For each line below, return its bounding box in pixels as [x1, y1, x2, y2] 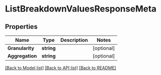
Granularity [7, 45, 34, 51]
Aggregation [7, 53, 37, 59]
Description [60, 37, 88, 43]
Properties [5, 23, 38, 31]
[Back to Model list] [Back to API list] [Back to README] [5, 65, 116, 71]
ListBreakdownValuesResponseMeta [5, 3, 157, 14]
